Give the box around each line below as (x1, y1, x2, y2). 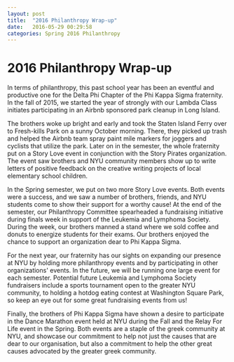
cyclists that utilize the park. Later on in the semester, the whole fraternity (7, 142, 220, 150)
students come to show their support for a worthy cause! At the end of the (7, 200, 222, 209)
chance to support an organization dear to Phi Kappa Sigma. (7, 238, 182, 246)
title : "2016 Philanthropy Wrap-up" (7, 17, 118, 24)
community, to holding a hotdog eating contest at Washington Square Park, (7, 289, 224, 297)
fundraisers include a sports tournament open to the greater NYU (7, 281, 196, 290)
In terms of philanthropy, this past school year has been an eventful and (7, 84, 214, 92)
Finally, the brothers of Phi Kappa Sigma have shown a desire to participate (7, 310, 224, 318)
